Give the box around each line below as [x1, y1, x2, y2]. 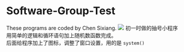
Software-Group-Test [6, 4, 116, 18]
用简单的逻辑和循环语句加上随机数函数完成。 [6, 31, 117, 39]
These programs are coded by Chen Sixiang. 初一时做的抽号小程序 [6, 24, 178, 31]
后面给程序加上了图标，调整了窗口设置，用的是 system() [6, 39, 145, 46]
